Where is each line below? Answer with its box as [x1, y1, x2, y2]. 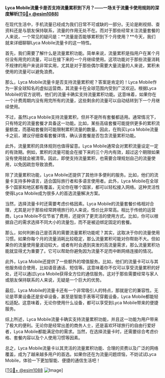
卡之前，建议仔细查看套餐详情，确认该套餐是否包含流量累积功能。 [5, 133, 138, 138]
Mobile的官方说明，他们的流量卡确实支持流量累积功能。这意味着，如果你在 [5, 91, 157, 97]
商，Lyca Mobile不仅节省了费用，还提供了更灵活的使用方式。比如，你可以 [5, 213, 155, 219]
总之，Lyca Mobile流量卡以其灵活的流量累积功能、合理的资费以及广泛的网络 [5, 345, 159, 351]
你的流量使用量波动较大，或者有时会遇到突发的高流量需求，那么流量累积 [9, 242, 156, 248]
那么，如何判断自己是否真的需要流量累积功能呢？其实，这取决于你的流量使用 [5, 230, 160, 235]
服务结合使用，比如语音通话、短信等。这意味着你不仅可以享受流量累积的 [9, 265, 156, 270]
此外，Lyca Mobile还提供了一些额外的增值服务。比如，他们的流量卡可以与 [5, 259, 155, 264]
